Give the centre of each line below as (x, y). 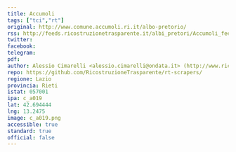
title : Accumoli (31, 14)
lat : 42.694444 (29, 105)
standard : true (29, 131)
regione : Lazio (29, 79)
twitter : (20, 40)
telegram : (22, 53)
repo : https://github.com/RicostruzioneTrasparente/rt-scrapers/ (105, 72)
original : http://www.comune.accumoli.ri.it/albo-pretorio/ (97, 27)
